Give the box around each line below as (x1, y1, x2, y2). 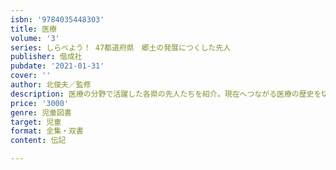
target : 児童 (10, 117, 62, 127)
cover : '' (10, 71, 52, 81)
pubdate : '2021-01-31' (10, 61, 105, 71)
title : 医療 (10, 24, 57, 34)
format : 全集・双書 (10, 126, 84, 136)
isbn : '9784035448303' (10, 14, 105, 25)
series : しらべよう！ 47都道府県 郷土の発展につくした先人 (10, 42, 232, 53)
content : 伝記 (10, 136, 67, 146)
